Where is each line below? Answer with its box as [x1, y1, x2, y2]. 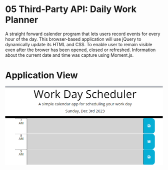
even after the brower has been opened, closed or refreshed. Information [5, 47, 156, 53]
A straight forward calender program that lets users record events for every [5, 31, 160, 37]
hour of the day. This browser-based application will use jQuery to [5, 36, 141, 42]
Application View [5, 70, 78, 81]
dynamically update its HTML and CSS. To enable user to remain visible [5, 41, 152, 47]
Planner [5, 14, 38, 26]
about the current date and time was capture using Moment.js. [5, 52, 134, 58]
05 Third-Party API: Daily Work [5, 4, 136, 15]
